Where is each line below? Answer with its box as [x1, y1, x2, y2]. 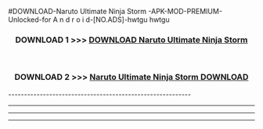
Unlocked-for [8, 15, 52, 24]
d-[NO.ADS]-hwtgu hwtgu [85, 15, 170, 24]
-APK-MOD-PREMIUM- [148, 7, 223, 16]
